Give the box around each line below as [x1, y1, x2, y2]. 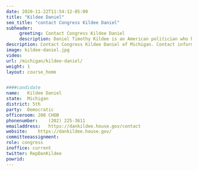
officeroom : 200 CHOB [6, 112, 60, 118]
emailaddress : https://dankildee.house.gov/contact [6, 123, 141, 129]
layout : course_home [6, 69, 57, 75]
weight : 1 [6, 63, 31, 70]
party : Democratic [6, 107, 54, 113]
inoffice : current [6, 145, 51, 151]
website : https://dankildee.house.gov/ [6, 129, 112, 134]
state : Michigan [6, 96, 49, 102]
